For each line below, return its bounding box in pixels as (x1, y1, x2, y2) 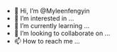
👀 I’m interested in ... (13, 14, 74, 22)
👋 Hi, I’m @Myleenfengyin (13, 7, 90, 15)
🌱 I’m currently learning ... (13, 22, 90, 30)
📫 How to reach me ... (13, 37, 80, 45)
